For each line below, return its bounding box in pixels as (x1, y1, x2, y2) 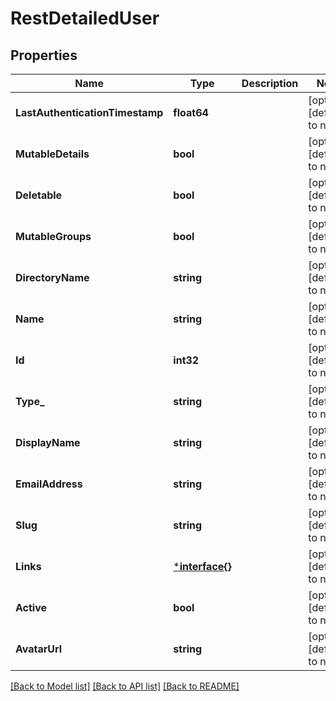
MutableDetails (15, 147, 90, 161)
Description (241, 77, 299, 90)
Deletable (15, 188, 63, 202)
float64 (173, 106, 209, 119)
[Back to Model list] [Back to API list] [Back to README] (10, 680, 240, 692)
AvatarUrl (15, 642, 63, 656)
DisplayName (15, 436, 81, 449)
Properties (10, 47, 78, 64)
